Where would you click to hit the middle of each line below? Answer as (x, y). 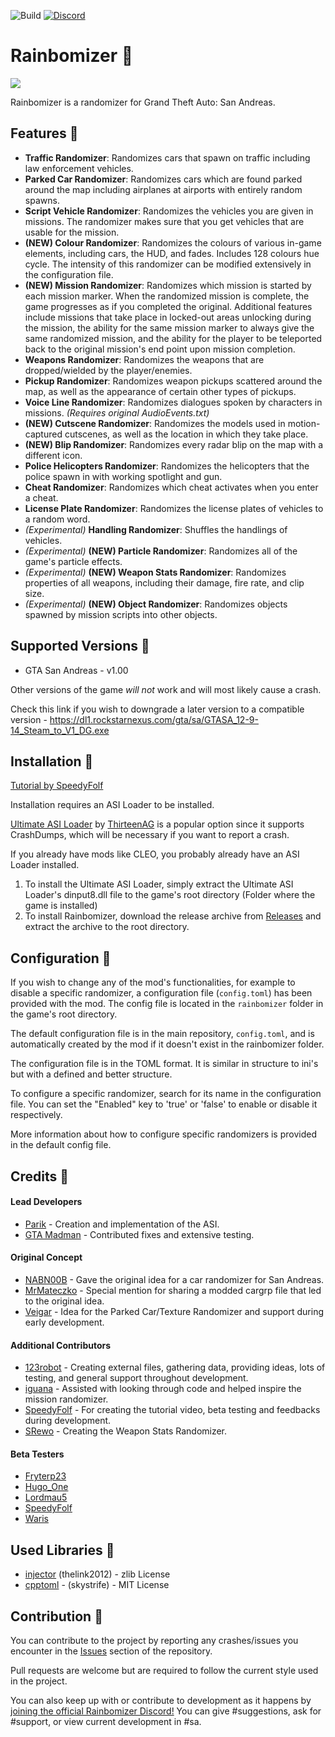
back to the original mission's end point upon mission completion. (160, 349)
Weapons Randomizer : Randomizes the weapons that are (144, 359)
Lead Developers (46, 1202)
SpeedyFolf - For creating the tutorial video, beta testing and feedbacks (172, 1410)
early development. (64, 1322)
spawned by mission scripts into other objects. (121, 614)
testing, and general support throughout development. (136, 1378)
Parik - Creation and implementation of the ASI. (122, 1224)
